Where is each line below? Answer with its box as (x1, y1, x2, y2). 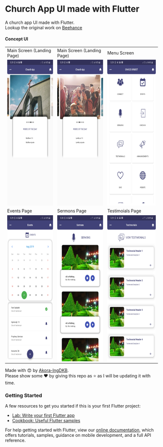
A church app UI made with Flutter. (5, 19, 75, 25)
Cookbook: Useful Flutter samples (12, 418, 81, 424)
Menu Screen (107, 50, 134, 56)
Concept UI (5, 36, 28, 42)
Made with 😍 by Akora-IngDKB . (5, 368, 69, 373)
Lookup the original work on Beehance (5, 24, 82, 30)
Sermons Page (57, 208, 87, 214)
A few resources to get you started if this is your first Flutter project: (5, 403, 141, 409)
